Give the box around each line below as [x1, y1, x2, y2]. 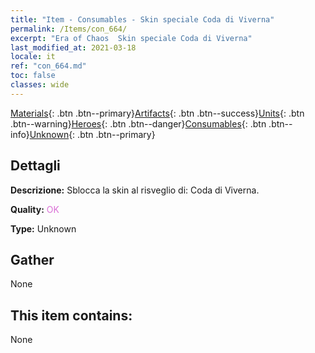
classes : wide [10, 80, 70, 90]
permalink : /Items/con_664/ [10, 24, 128, 34]
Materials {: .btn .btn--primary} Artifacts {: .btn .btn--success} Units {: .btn [10, 107, 305, 119]
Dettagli [10, 157, 61, 175]
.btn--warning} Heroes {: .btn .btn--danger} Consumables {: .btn [10, 117, 267, 130]
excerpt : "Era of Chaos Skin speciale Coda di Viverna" [10, 33, 253, 43]
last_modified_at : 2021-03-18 [10, 42, 137, 53]
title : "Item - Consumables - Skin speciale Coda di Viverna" [10, 14, 275, 25]
